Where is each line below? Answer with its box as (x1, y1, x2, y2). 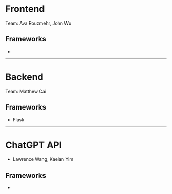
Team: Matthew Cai (5, 88, 47, 94)
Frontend (5, 3, 45, 15)
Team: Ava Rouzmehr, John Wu (5, 20, 72, 26)
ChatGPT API (5, 139, 62, 151)
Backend (5, 71, 44, 82)
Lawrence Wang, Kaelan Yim (12, 156, 74, 162)
